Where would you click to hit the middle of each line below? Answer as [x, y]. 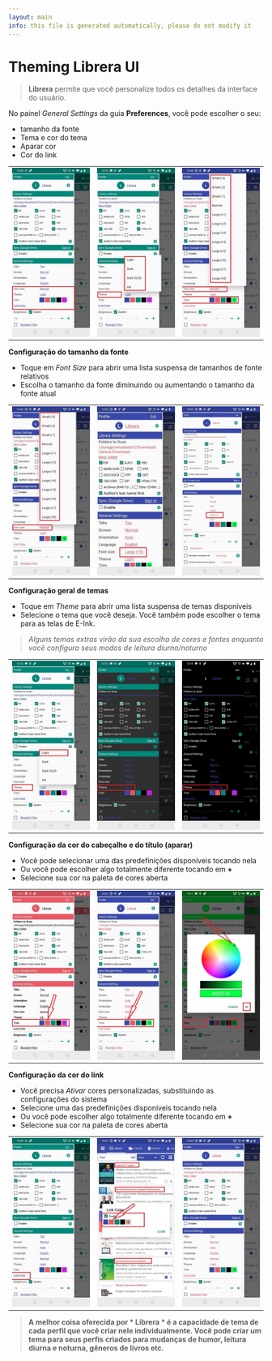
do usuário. [47, 98]
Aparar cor [38, 147]
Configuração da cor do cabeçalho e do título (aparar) [101, 845]
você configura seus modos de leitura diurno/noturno [118, 648]
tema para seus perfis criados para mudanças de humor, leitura [137, 1339]
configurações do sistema [64, 1099]
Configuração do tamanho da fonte [69, 352]
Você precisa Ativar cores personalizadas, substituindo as [117, 1091]
